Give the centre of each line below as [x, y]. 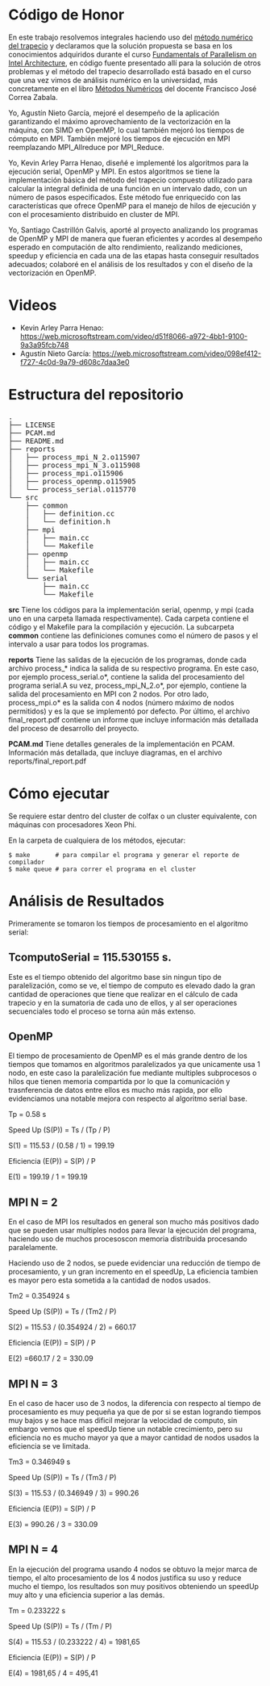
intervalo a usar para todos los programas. [79, 644]
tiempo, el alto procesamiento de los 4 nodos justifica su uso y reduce [125, 1577]
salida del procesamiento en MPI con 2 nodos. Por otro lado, [109, 694]
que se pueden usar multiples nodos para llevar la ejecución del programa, [132, 1230]
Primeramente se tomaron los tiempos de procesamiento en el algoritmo [128, 923]
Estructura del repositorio [96, 395]
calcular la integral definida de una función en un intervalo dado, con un [128, 188]
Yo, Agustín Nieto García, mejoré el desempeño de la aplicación [114, 113]
